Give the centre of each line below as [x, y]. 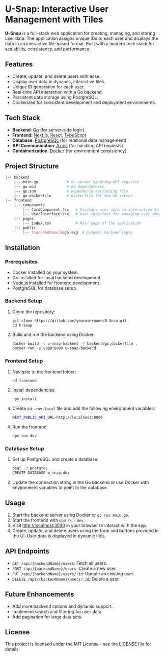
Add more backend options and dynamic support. [62, 606]
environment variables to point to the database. [60, 488]
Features [19, 64]
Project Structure [32, 166]
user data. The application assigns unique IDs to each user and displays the [82, 38]
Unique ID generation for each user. [48, 87]
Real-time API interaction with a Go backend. [57, 92]
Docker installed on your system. [45, 272]
